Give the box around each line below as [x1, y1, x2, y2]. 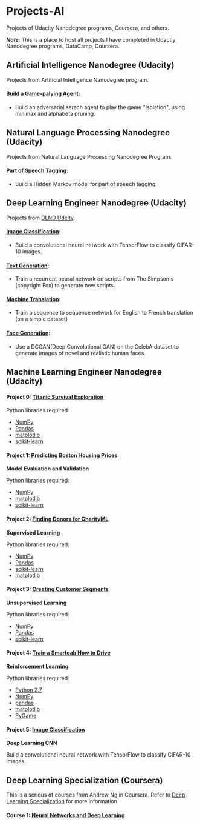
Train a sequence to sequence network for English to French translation [15, 309, 193, 316]
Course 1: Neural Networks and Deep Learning [6, 811, 125, 819]
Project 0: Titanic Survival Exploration [6, 393, 104, 401]
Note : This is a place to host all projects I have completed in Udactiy [6, 36, 176, 43]
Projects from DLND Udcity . [6, 214, 76, 221]
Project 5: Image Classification [6, 726, 85, 733]
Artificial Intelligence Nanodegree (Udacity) [6, 60, 175, 70]
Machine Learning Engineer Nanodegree [6, 367, 162, 377]
